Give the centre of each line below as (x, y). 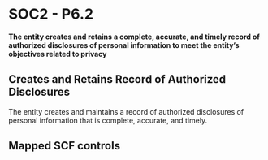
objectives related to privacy (58, 54)
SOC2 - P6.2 (51, 14)
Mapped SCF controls (64, 146)
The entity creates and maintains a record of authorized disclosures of (126, 111)
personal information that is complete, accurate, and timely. (108, 120)
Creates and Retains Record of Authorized (117, 79)
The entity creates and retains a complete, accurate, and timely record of (134, 37)
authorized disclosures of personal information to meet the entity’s (124, 45)
